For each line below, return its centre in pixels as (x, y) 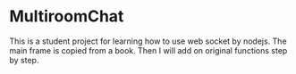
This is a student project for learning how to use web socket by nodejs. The (148, 41)
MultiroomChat (67, 16)
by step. (24, 60)
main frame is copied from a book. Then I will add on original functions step (148, 50)
